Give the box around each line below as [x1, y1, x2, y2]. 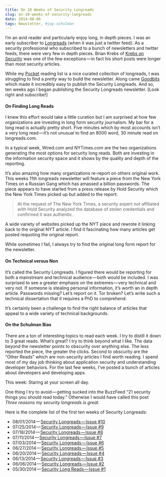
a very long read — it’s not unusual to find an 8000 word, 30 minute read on [5, 130, 159, 136]
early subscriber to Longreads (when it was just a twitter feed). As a [5, 40, 144, 46]
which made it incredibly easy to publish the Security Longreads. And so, [5, 81, 155, 87]
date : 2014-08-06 [5, 16, 41, 21]
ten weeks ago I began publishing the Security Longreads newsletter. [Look [5, 86, 160, 92]
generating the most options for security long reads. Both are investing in [5, 150, 155, 156]
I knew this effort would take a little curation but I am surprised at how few [5, 114, 157, 120]
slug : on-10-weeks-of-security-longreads [5, 12, 92, 17]
